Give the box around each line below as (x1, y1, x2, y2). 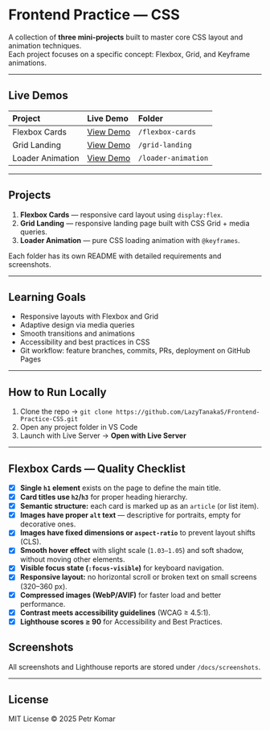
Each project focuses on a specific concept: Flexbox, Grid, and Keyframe (8, 49, 251, 59)
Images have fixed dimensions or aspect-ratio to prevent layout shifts (19, 528, 256, 538)
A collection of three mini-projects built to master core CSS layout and (8, 32, 243, 42)
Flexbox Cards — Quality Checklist (8, 461, 186, 476)
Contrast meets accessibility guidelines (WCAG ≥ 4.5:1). (19, 608, 211, 617)
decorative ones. (19, 519, 76, 529)
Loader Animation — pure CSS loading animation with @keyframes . (19, 235, 240, 245)
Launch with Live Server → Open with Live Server (19, 431, 186, 440)
